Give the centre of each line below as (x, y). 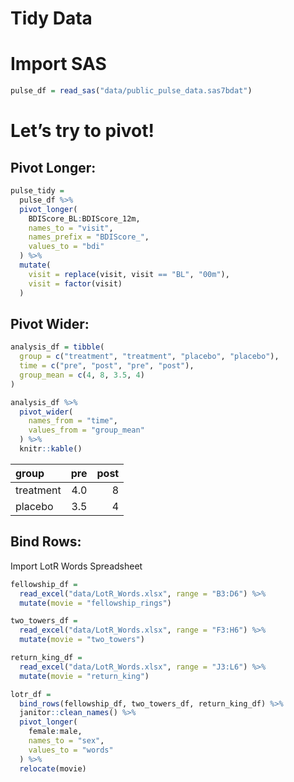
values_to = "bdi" (66, 247)
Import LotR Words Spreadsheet (76, 566)
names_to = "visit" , (71, 228)
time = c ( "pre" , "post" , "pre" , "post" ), (107, 366)
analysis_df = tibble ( (57, 347)
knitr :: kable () (51, 449)
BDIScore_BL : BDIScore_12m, (84, 218)
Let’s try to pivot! (82, 131)
